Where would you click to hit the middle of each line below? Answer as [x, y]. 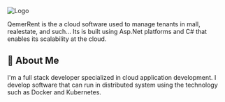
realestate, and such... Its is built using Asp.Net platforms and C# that [107, 32]
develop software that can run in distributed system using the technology [112, 85]
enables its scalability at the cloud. [57, 39]
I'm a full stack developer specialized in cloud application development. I [112, 77]
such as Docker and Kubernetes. [54, 92]
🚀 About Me [33, 61]
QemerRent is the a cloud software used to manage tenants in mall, [104, 24]
